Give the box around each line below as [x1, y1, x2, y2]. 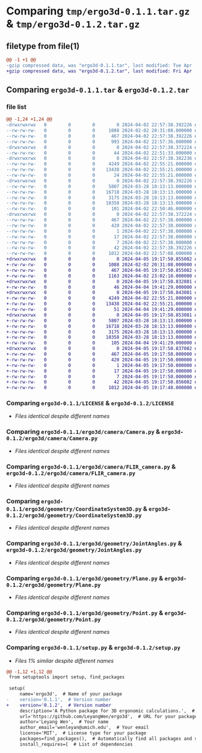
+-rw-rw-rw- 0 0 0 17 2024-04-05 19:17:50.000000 [6, 368, 192, 374]
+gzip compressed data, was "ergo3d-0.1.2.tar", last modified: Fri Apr [6, 68, 192, 74]
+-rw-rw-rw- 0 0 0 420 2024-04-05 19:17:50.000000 [6, 357, 192, 363]
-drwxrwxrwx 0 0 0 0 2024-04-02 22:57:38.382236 [6, 155, 192, 162]
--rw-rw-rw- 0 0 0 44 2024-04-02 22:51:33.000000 [6, 150, 192, 156]
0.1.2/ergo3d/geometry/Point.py [6, 616, 101, 623]
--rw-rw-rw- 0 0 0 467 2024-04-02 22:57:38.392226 [6, 133, 192, 139]
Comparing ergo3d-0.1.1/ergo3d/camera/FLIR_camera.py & [6, 462, 176, 470]
